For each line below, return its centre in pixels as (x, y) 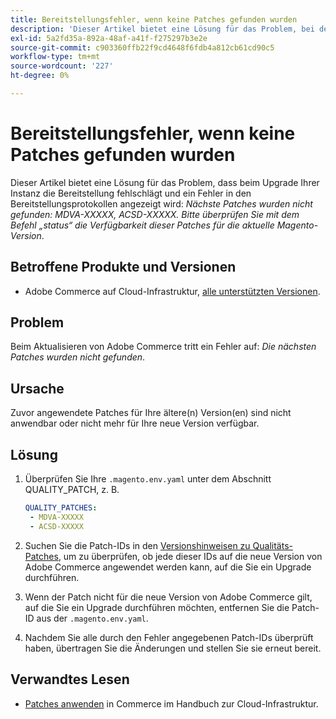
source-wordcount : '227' (62, 66)
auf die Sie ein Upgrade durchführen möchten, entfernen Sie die (157, 607)
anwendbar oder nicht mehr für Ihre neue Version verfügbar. (135, 423)
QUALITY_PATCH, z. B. (72, 490)
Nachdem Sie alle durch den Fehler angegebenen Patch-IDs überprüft (169, 637)
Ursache (37, 388)
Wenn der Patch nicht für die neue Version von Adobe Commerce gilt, (168, 597)
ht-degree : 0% (40, 76)
